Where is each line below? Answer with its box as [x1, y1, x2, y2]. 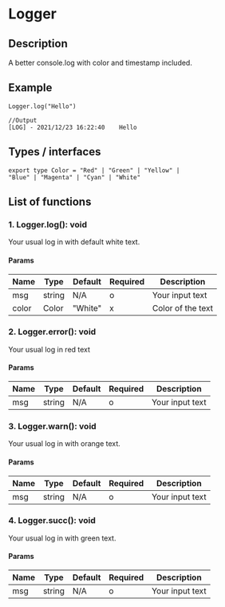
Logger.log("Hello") [8, 102, 77, 111]
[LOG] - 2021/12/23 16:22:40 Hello [8, 123, 137, 131]
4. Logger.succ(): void [8, 515, 96, 526]
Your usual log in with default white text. [8, 237, 140, 247]
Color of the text [152, 302, 214, 313]
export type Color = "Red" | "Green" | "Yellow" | [8, 166, 180, 175]
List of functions [8, 195, 92, 209]
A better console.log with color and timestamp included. [8, 58, 193, 67]
